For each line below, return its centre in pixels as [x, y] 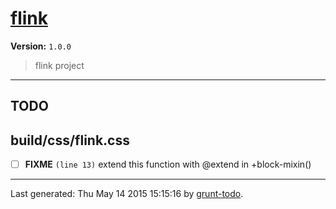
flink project [59, 65]
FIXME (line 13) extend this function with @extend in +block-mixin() [168, 164]
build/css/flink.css [70, 140]
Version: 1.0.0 [41, 46]
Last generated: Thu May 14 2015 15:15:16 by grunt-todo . [127, 194]
